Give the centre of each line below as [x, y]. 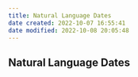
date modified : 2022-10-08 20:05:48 [69, 30]
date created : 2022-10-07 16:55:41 [67, 23]
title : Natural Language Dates [60, 15]
